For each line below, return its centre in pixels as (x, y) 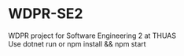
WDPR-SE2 (46, 14)
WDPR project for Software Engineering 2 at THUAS (92, 35)
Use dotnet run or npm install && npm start (77, 43)
